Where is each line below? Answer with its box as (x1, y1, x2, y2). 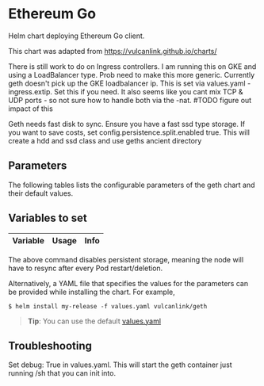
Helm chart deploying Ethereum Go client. (8, 31, 145, 40)
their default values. (8, 188, 74, 198)
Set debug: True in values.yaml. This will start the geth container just (8, 360, 232, 369)
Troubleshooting (8, 338, 93, 353)
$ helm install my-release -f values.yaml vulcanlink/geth (8, 302, 208, 310)
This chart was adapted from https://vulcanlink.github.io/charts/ (8, 46, 217, 55)
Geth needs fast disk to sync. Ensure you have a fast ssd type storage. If (8, 119, 246, 128)
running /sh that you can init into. (8, 369, 117, 378)
